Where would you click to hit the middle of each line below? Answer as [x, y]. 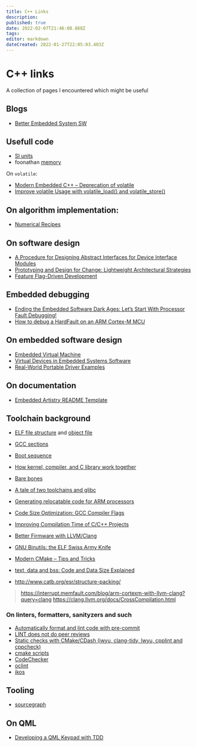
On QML [21, 723]
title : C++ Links [27, 12]
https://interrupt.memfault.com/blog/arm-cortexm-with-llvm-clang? [103, 593]
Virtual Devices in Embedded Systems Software [73, 360]
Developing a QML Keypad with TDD [59, 738]
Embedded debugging [48, 294]
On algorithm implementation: [63, 210]
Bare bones [29, 479]
